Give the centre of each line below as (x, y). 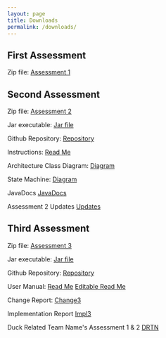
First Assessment (47, 55)
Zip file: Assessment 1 (39, 72)
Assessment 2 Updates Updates (54, 207)
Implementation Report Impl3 (49, 313)
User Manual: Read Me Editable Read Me (66, 286)
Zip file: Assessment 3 (40, 245)
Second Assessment (54, 95)
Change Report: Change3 (44, 300)
